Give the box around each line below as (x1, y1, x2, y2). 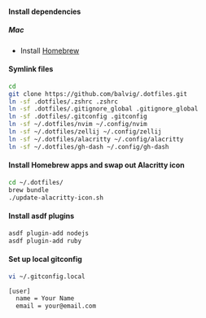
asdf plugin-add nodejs (8, 229, 90, 237)
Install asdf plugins (8, 211, 75, 221)
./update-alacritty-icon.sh (8, 194, 104, 202)
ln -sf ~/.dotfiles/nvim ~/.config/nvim (8, 120, 148, 129)
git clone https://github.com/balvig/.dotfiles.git (8, 89, 187, 98)
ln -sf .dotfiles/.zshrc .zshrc (8, 98, 118, 106)
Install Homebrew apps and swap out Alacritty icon (8, 160, 185, 170)
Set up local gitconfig (8, 255, 83, 264)
